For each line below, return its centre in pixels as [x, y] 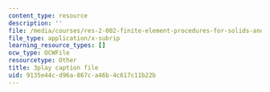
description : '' [35, 23]
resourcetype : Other [43, 61]
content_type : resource [48, 16]
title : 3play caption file [53, 68]
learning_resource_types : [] [57, 46]
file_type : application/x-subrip [64, 38]
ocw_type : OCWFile [39, 53]
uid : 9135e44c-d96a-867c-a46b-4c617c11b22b [82, 75]
